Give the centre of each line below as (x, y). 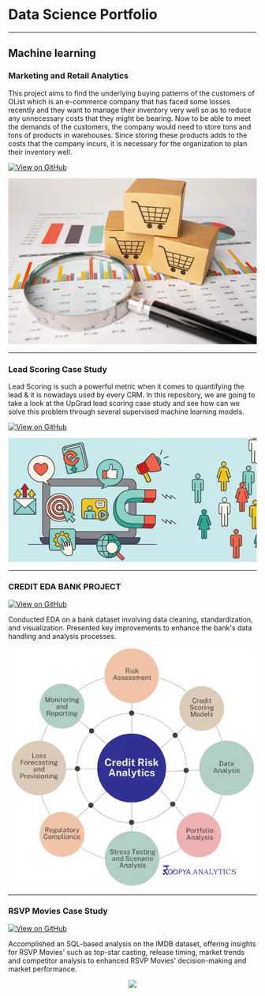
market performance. (43, 968)
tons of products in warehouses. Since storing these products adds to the (128, 135)
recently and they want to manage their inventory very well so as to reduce (130, 110)
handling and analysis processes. (62, 636)
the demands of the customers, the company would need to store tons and (130, 126)
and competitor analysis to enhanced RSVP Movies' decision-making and (127, 960)
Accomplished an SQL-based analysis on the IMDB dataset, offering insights (132, 943)
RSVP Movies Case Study (58, 911)
